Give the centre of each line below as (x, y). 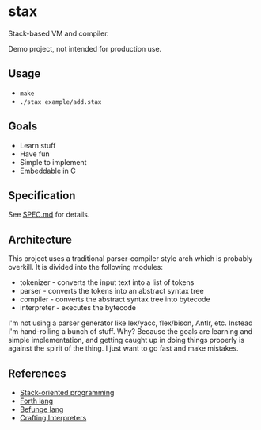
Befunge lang (42, 409)
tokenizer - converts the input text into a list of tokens (107, 282)
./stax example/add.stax (61, 102)
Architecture (40, 239)
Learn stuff (38, 145)
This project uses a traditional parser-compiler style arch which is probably (130, 259)
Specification (42, 196)
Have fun (34, 154)
